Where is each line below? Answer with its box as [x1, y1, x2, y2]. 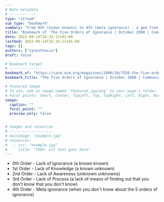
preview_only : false [9, 111, 51, 116]
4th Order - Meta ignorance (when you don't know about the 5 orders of [12, 186, 158, 192]
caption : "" [9, 102, 34, 107]
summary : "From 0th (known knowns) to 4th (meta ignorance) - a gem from [5, 25, 159, 30]
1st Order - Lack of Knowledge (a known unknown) [12, 166, 115, 172]
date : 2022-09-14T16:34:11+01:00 [5, 35, 73, 40]
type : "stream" [5, 16, 36, 21]
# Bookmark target [5, 62, 42, 67]
